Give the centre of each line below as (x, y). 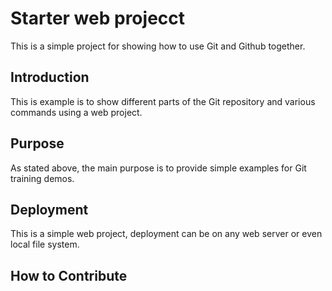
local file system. (45, 244)
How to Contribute (69, 275)
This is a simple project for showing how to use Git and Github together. (158, 46)
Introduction (50, 77)
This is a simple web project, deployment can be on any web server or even (166, 234)
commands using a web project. (76, 112)
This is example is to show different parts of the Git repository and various (163, 101)
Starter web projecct (98, 18)
